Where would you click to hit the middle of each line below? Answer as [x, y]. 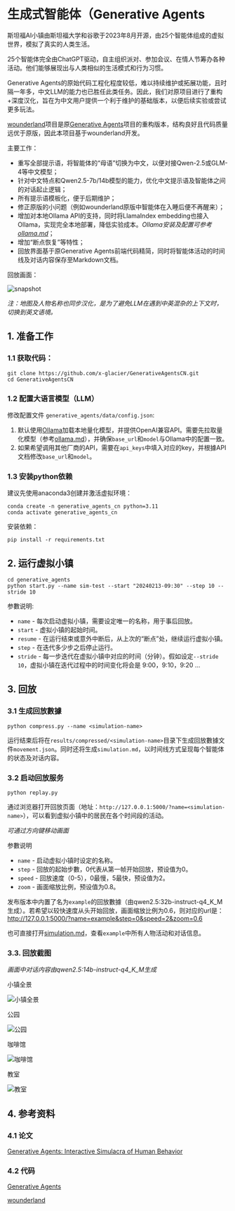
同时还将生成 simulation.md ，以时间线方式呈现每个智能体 [142, 749]
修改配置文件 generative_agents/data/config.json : [81, 415]
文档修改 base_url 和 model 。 [56, 456]
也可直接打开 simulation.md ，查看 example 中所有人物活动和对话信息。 [106, 933]
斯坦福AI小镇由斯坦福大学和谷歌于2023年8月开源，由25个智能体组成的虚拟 [116, 35]
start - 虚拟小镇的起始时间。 [59, 630]
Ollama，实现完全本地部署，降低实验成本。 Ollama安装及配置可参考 [115, 224]
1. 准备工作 [31, 336]
